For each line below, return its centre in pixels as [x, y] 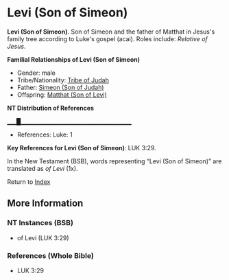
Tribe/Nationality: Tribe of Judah [63, 80]
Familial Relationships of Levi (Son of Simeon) [74, 59]
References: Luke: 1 [45, 135]
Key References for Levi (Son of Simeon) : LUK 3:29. [82, 148]
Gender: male [36, 73]
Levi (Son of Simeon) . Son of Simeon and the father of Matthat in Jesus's [111, 32]
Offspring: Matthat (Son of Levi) [62, 95]
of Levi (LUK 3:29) [43, 237]
